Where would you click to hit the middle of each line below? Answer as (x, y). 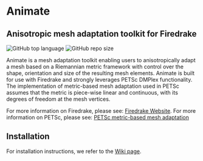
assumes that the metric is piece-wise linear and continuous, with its (92, 92)
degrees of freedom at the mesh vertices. (58, 99)
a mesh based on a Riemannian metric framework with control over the (95, 66)
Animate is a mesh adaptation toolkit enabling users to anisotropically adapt (101, 60)
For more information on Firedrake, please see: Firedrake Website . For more (101, 111)
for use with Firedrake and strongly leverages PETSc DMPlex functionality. (99, 80)
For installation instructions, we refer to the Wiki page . (74, 151)
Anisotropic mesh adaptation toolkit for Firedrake (101, 34)
